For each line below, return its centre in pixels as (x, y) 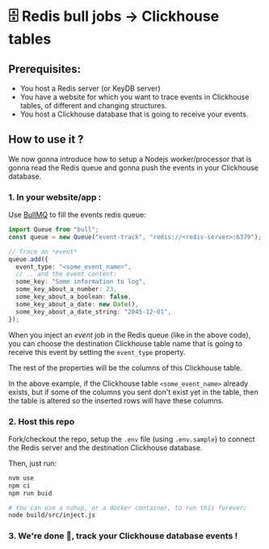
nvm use (21, 478)
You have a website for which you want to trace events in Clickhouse (134, 97)
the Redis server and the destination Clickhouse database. (105, 447)
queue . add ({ (28, 259)
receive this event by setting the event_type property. (97, 352)
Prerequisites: (44, 69)
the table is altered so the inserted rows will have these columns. (116, 400)
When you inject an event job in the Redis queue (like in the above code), (130, 335)
